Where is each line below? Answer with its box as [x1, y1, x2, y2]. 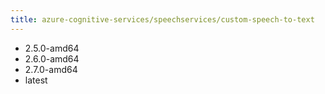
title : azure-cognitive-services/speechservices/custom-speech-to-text [10, 14, 315, 25]
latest [24, 74, 48, 86]
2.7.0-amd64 [24, 63, 78, 75]
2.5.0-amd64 [24, 42, 80, 54]
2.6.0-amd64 [24, 52, 80, 65]
